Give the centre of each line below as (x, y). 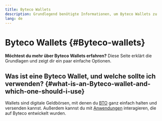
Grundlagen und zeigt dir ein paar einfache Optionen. (58, 61)
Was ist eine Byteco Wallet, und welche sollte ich (81, 76)
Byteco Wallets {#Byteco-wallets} (75, 42)
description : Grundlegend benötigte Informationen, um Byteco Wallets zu (81, 14)
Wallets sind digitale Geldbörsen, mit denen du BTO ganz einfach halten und (81, 103)
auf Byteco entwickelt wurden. (36, 113)
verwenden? (24, 83)
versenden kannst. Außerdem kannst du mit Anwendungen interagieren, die (81, 108)
